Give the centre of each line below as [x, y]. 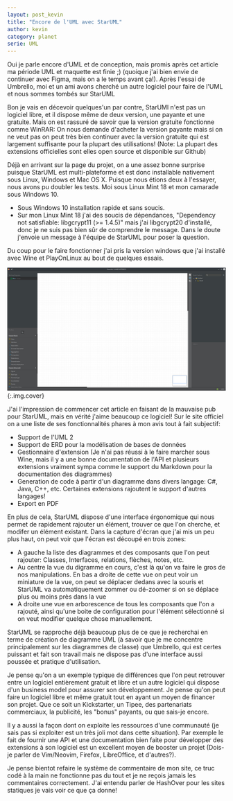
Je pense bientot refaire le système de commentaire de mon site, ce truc [111, 768]
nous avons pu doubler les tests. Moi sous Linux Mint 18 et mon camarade [113, 187]
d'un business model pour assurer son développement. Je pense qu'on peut [116, 689]
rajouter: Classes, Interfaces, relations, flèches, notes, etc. [101, 560]
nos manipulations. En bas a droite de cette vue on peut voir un [107, 574]
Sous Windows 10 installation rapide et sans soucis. [91, 208]
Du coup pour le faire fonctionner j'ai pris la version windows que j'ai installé [116, 251]
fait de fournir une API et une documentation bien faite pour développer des [115, 740]
